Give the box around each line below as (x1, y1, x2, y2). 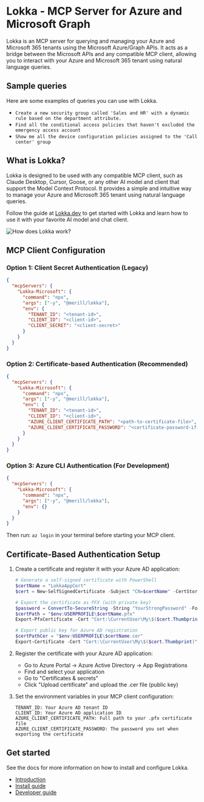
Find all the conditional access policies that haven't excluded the (15, 122, 195, 128)
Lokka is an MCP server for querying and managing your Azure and (6, 37, 175, 44)
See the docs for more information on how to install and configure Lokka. (6, 764, 189, 771)
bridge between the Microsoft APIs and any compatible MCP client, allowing (6, 50, 197, 57)
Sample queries (6, 81, 67, 91)
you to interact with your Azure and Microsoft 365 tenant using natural (6, 57, 182, 64)
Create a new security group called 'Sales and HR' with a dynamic (15, 110, 189, 116)
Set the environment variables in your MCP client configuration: (15, 692, 174, 700)
